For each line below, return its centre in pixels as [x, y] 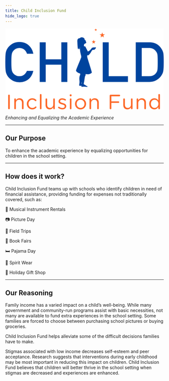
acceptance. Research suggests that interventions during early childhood [81, 357]
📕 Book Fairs [18, 241]
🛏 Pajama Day [21, 251]
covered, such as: [24, 199]
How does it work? [35, 177]
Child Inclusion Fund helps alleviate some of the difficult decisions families [82, 337]
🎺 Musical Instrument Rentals [35, 209]
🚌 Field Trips [18, 231]
